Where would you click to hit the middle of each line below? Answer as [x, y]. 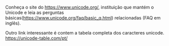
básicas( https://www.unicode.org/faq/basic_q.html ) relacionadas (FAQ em [83, 18]
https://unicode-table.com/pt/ [36, 38]
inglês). [13, 23]
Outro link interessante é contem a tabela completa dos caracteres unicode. [85, 33]
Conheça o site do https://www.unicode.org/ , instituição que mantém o [80, 7]
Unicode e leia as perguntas [35, 12]
